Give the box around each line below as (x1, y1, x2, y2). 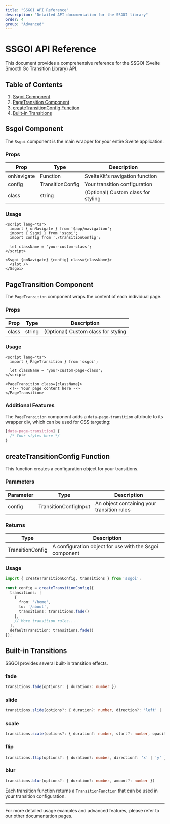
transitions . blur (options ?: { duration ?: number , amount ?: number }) (5, 778, 155, 783)
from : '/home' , (18, 599, 51, 604)
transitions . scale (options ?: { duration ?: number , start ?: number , (5, 731, 151, 736)
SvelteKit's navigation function (84, 173, 157, 180)
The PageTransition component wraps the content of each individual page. (5, 294, 162, 300)
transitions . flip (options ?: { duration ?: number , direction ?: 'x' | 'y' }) (5, 754, 168, 760)
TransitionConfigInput (38, 503, 90, 510)
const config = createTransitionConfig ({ (5, 586, 94, 591)
